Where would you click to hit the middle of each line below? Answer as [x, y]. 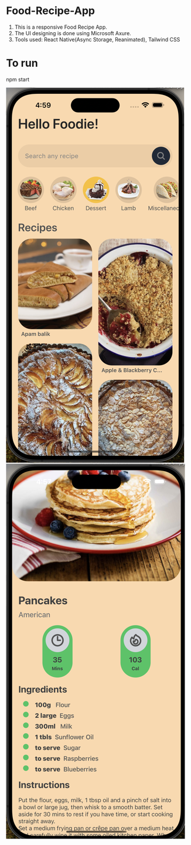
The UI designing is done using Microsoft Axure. [73, 33]
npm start [18, 79]
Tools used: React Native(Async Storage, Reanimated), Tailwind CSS [97, 39]
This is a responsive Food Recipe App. [61, 27]
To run [22, 63]
